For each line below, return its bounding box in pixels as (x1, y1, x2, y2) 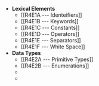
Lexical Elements (11, 5, 55, 12)
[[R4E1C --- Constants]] (20, 24, 80, 31)
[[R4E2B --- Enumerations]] (20, 62, 89, 69)
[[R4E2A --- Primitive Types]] (20, 56, 94, 63)
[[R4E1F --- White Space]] (20, 43, 85, 50)
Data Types (11, 50, 41, 56)
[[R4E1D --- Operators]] (20, 30, 79, 38)
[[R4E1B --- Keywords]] (20, 18, 79, 24)
